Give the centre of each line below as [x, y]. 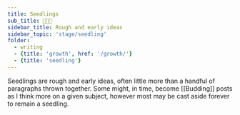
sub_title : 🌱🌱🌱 [30, 21]
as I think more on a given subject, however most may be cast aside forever [119, 96]
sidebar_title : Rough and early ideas [65, 27]
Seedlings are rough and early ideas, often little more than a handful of [111, 81]
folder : [19, 41]
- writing [28, 47]
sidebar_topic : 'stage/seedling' [57, 34]
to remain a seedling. [38, 104]
